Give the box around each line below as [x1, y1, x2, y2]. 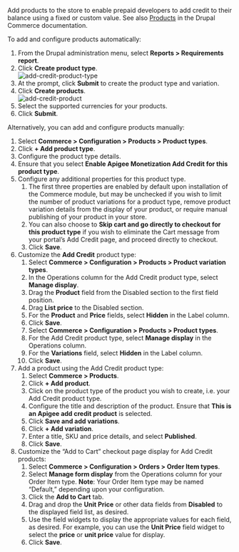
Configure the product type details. [17, 152, 121, 160]
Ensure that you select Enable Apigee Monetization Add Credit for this [17, 160, 228, 168]
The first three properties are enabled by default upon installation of [28, 182, 228, 191]
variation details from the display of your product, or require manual [28, 205, 228, 213]
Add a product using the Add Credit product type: [17, 364, 164, 373]
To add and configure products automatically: [7, 35, 141, 43]
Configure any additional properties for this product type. [17, 175, 186, 183]
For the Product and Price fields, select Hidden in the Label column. [28, 311, 230, 319]
